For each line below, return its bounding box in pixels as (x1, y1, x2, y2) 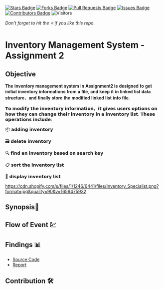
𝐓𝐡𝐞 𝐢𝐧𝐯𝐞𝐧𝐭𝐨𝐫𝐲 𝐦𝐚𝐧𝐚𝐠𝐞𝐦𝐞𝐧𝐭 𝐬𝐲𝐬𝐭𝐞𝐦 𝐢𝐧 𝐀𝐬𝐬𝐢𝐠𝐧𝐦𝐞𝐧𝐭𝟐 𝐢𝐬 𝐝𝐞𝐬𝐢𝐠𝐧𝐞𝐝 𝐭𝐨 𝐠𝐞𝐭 (5, 83, 152, 89)
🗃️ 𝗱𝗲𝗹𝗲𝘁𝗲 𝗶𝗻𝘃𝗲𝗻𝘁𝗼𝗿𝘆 (5, 138, 51, 144)
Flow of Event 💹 (5, 220, 56, 229)
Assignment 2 (5, 50, 64, 61)
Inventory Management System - (5, 39, 145, 51)
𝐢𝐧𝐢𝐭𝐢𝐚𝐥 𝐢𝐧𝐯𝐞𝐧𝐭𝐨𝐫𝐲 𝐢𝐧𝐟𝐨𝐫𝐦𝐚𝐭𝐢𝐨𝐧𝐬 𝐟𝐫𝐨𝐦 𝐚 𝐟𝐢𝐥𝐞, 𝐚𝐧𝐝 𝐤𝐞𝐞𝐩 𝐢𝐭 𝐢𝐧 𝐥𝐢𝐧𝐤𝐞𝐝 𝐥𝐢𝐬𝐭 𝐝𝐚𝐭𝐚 (5, 89, 151, 94)
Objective (5, 70, 36, 78)
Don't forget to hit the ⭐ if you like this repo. (5, 20, 95, 26)
